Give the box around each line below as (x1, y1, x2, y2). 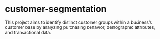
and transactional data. (5, 29, 51, 35)
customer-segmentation (5, 3, 107, 14)
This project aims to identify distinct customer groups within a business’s (5, 19, 152, 25)
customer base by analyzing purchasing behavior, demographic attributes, (5, 24, 155, 30)
